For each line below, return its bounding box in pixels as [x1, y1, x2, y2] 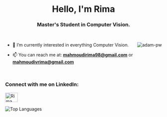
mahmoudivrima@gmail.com [12, 59, 74, 65]
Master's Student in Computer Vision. [37, 21, 130, 28]
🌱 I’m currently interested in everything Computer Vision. [12, 42, 129, 48]
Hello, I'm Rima [52, 3, 115, 15]
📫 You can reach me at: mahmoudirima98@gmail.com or [12, 52, 133, 58]
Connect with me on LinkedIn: [5, 81, 79, 88]
